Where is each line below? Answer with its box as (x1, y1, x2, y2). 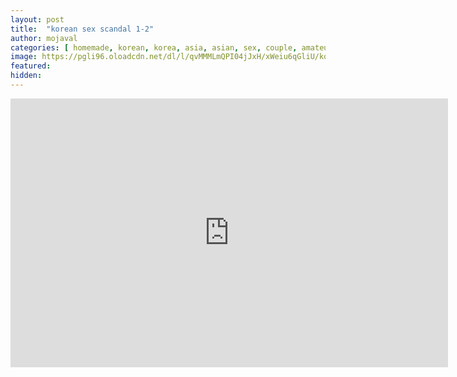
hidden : (10, 71, 43, 81)
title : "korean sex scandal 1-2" (10, 24, 155, 34)
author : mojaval (10, 33, 78, 43)
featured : (10, 61, 52, 71)
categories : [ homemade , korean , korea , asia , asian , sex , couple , (10, 42, 298, 53)
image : (10, 52, 38, 62)
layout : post (10, 14, 65, 25)
